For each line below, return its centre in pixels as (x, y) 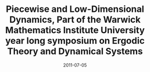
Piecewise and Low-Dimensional (75, 9)
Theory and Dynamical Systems (75, 51)
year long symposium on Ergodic (75, 41)
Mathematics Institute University (75, 30)
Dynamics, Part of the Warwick (75, 20)
